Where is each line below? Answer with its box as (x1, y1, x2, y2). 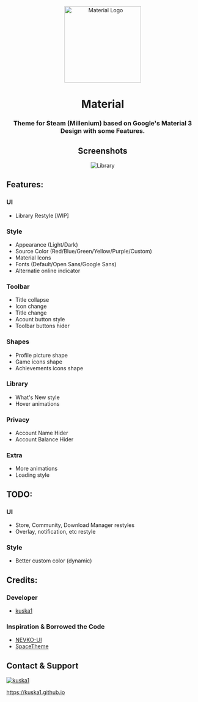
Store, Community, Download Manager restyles (15, 521, 135, 529)
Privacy (6, 415, 30, 424)
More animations (15, 465, 58, 472)
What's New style (15, 394, 60, 401)
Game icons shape (15, 358, 63, 365)
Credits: (6, 575, 38, 585)
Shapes (6, 337, 29, 346)
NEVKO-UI (15, 637, 42, 644)
